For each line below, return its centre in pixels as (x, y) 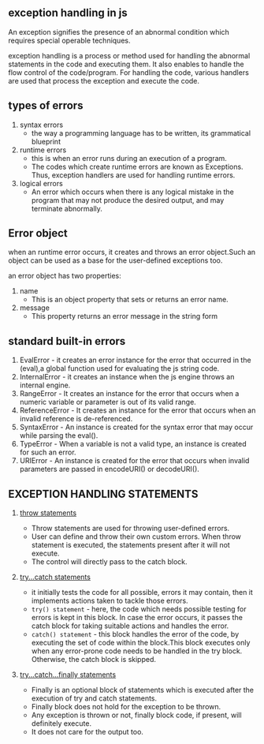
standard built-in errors (67, 341)
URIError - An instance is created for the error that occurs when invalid (134, 461)
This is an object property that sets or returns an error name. (130, 300)
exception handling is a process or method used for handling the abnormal (129, 55)
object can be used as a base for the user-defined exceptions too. (115, 260)
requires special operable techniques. (69, 40)
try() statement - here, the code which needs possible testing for (139, 609)
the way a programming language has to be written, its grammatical (141, 133)
